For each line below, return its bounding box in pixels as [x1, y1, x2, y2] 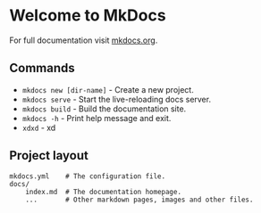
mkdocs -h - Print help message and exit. [21, 112, 172, 123]
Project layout [9, 148, 89, 163]
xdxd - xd [21, 122, 56, 133]
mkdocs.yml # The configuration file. [9, 171, 166, 181]
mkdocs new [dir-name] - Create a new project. [21, 84, 194, 94]
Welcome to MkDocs [9, 5, 167, 26]
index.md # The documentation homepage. [25, 187, 181, 196]
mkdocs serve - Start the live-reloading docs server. [21, 94, 212, 104]
